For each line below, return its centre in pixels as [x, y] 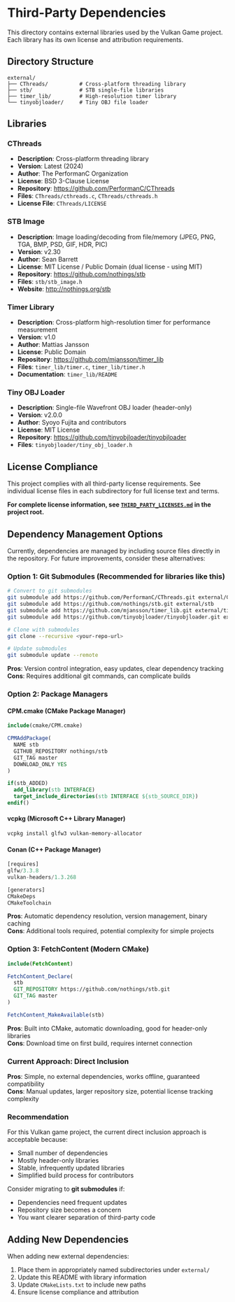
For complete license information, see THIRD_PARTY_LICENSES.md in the [109, 504]
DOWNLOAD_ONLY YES [41, 764]
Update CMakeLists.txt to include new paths [82, 1285]
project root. [26, 512]
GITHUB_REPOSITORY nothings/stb [61, 751]
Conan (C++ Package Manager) [54, 849]
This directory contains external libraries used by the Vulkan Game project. [115, 32]
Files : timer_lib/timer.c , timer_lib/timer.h [81, 367]
